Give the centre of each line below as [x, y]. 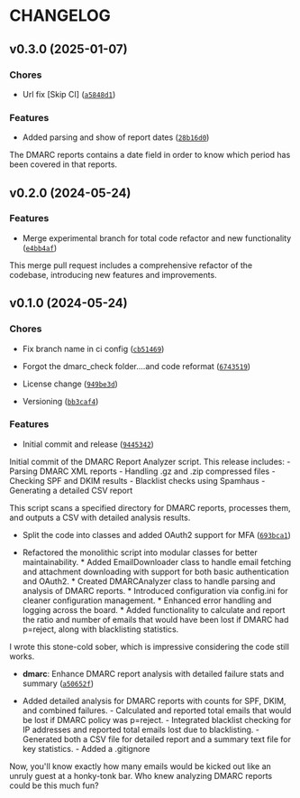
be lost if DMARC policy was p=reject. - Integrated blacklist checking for [157, 719]
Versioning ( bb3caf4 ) [60, 401]
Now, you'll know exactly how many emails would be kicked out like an [141, 766]
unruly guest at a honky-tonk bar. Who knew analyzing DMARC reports [141, 775]
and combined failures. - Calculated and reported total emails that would [157, 710]
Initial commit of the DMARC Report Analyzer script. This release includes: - [150, 461]
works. [22, 656]
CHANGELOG [60, 16]
